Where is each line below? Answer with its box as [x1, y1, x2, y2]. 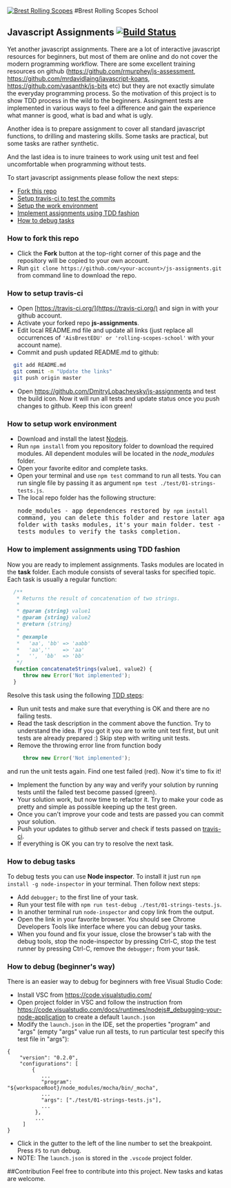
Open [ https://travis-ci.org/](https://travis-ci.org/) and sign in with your [17, 304, 219, 313]
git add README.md [13, 362, 67, 369]
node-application [17, 1013, 67, 1021]
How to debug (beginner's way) [7, 962, 115, 971]
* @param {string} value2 [16, 614, 91, 621]
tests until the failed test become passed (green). [17, 787, 157, 796]
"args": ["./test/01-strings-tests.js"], [41, 1097, 162, 1104]
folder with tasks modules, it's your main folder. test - [17, 521, 221, 529]
